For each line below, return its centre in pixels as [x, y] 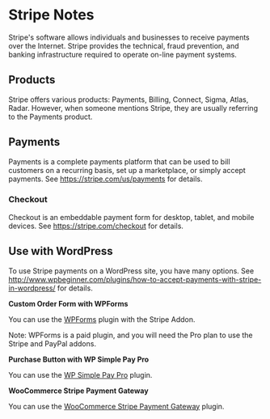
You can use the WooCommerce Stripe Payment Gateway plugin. [116, 406]
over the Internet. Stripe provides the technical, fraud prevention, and [124, 45]
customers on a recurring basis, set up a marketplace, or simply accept [127, 170]
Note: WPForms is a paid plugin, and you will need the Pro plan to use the [131, 335]
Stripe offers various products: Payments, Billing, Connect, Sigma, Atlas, [129, 99]
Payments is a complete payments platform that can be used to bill [119, 161]
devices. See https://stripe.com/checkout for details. [96, 226]
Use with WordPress [61, 251]
